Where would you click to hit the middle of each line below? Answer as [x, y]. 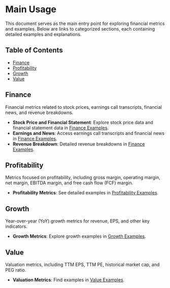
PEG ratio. [16, 270]
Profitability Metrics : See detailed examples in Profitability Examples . [86, 193]
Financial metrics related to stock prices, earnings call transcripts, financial [84, 107]
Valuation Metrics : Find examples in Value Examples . [69, 280]
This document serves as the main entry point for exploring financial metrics [85, 23]
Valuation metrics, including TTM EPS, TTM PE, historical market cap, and [82, 265]
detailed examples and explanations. [43, 34]
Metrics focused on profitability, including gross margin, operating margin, [83, 178]
